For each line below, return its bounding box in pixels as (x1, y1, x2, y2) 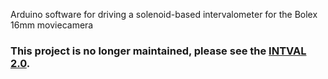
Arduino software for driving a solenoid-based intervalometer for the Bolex (10, 9, 318, 20)
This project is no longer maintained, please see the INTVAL (10, 44, 307, 58)
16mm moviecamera (10, 19, 94, 31)
